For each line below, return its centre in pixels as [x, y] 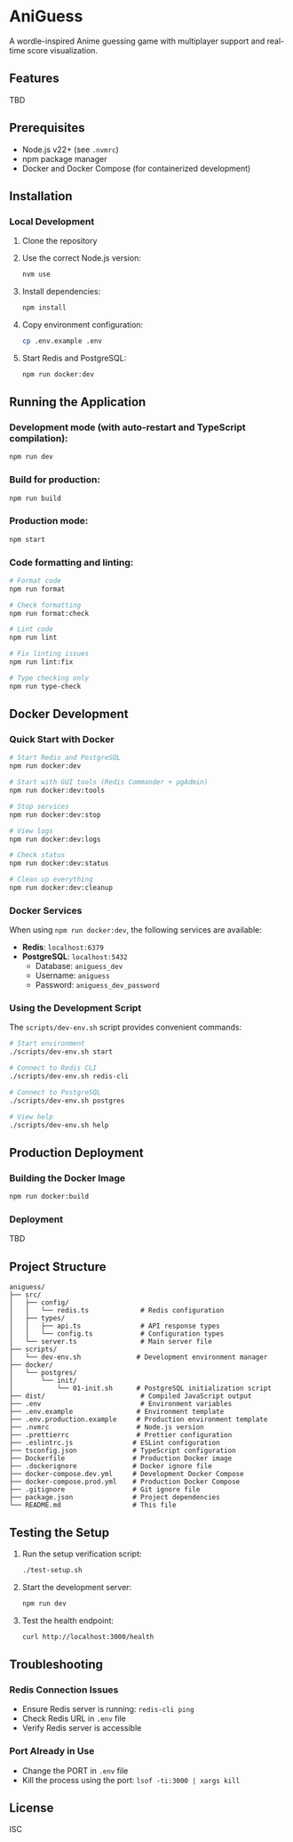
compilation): [39, 439]
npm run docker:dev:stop [55, 815]
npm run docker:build [49, 1197]
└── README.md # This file [93, 1506]
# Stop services [39, 806]
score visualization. [63, 50]
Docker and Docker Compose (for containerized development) [136, 168]
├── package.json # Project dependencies [115, 1498]
